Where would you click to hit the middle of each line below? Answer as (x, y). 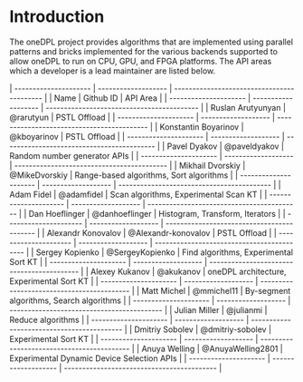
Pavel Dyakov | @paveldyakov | (226, 146)
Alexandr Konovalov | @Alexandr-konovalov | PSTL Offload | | (162, 232)
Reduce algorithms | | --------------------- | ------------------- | (129, 319)
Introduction (57, 17)
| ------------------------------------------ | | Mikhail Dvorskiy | (128, 165)
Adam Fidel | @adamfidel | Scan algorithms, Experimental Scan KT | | (138, 194)
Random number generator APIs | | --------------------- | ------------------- (151, 155)
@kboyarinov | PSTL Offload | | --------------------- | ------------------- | (147, 136)
